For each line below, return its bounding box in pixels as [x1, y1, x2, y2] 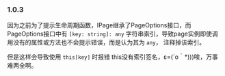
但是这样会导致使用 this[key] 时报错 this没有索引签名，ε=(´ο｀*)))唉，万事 [7, 53, 219, 61]
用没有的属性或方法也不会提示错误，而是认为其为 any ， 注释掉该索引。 [7, 38, 206, 47]
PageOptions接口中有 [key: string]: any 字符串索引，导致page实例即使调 [7, 29, 218, 38]
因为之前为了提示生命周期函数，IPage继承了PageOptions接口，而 [7, 21, 191, 29]
